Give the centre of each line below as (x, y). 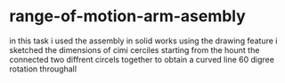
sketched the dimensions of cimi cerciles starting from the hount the (134, 49)
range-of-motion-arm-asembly (128, 16)
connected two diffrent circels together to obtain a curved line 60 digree (142, 59)
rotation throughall (43, 69)
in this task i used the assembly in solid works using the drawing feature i (143, 41)
